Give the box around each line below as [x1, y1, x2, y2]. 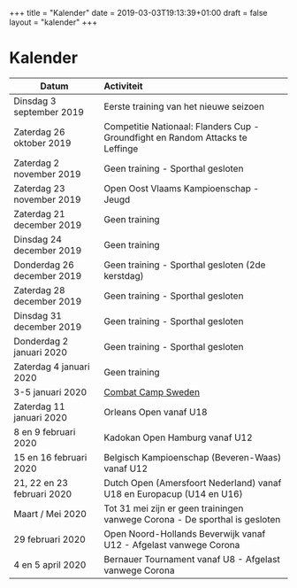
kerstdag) [103, 269, 144, 282]
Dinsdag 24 [13, 233, 62, 245]
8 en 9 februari [13, 425, 76, 437]
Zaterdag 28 [13, 283, 65, 296]
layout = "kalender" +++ [9, 17, 98, 27]
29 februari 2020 [13, 533, 86, 545]
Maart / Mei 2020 [13, 507, 87, 520]
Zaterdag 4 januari [13, 360, 90, 373]
